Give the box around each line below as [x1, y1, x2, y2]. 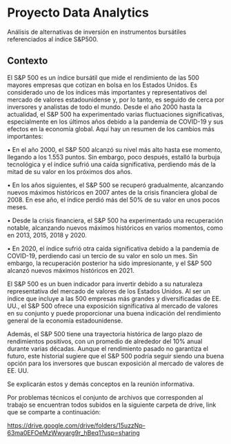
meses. [7, 202, 28, 211]
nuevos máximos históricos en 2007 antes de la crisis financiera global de [7, 188, 217, 196]
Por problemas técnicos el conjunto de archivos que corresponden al [7, 393, 203, 401]
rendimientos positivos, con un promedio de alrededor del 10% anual [7, 337, 203, 345]
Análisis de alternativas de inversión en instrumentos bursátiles [7, 28, 187, 36]
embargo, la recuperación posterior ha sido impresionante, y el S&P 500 [7, 259, 212, 267]
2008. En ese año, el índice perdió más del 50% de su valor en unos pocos [7, 195, 221, 204]
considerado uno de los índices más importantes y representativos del [7, 88, 207, 96]
